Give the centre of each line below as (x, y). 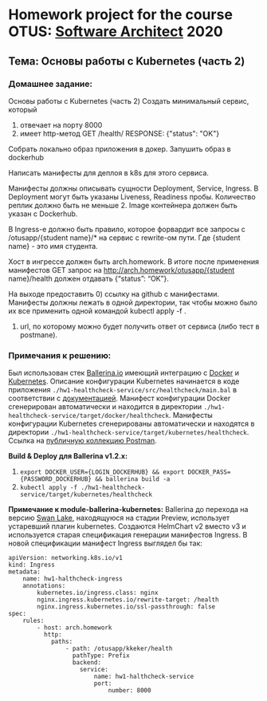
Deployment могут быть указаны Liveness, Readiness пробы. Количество (132, 196)
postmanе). (39, 335)
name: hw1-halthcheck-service (144, 677)
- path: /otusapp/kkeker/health (119, 649)
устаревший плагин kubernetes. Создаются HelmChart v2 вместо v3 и (128, 526)
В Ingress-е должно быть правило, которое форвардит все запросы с (127, 229)
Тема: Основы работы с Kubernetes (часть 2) (127, 61)
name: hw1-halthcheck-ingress (73, 579)
